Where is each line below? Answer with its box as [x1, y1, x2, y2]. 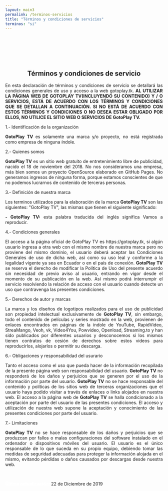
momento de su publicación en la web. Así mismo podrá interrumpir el [5, 276, 163, 282]
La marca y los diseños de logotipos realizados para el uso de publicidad [5, 306, 163, 312]
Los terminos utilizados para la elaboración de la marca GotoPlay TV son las [5, 199, 163, 205]
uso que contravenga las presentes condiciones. [5, 286, 105, 292]
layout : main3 [5, 7, 35, 12]
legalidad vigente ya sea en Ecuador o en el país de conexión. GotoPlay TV [5, 260, 163, 266]
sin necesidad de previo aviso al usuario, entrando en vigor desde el [5, 270, 163, 276]
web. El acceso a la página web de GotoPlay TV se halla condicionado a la [5, 394, 163, 400]
